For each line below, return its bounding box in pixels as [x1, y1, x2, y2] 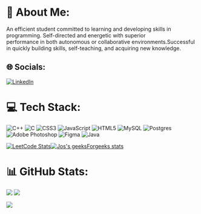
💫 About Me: [6, 5, 70, 19]
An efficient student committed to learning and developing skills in [6, 25, 171, 33]
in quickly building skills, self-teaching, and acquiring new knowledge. [6, 45, 182, 52]
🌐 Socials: [6, 62, 46, 72]
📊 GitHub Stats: [6, 165, 89, 178]
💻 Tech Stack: [6, 100, 81, 114]
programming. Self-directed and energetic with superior [6, 31, 146, 39]
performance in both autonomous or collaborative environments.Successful [6, 38, 195, 45]
